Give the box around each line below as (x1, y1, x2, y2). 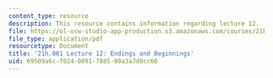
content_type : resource (8, 11, 89, 20)
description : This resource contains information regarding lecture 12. (8, 19, 260, 28)
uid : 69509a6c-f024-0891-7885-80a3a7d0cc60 (8, 58, 158, 66)
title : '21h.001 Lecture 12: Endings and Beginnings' (8, 50, 195, 58)
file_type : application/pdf (8, 34, 104, 43)
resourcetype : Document (8, 42, 89, 50)
